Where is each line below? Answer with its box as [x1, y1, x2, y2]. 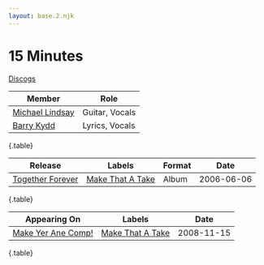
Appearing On [24, 213, 81, 224]
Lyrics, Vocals [82, 119, 136, 130]
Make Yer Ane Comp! [12, 227, 93, 238]
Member [27, 92, 61, 104]
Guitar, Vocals [82, 106, 136, 118]
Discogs [8, 74, 37, 83]
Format [162, 160, 192, 171]
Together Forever [12, 173, 79, 185]
